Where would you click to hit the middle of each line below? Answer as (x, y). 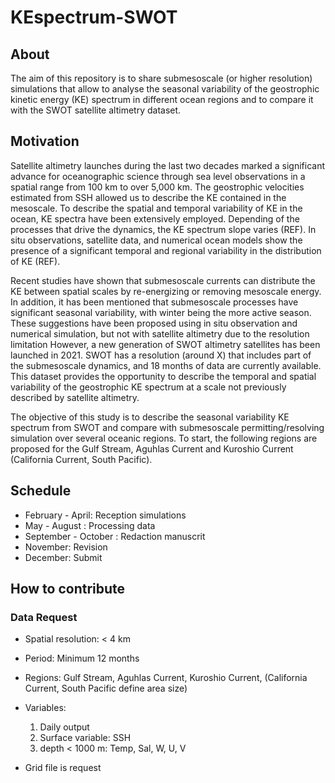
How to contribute (68, 589)
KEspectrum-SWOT (94, 17)
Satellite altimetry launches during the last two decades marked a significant (168, 165)
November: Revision (66, 547)
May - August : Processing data (90, 525)
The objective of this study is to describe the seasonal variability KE (150, 417)
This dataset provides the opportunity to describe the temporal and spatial (163, 376)
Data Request (44, 617)
